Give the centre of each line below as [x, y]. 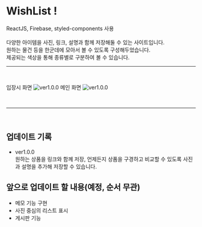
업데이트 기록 [29, 137]
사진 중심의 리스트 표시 [41, 210]
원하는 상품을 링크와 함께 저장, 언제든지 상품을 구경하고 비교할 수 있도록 [98, 159]
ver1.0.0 [25, 152]
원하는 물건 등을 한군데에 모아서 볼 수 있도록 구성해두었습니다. [78, 50]
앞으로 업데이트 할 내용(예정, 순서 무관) [73, 187]
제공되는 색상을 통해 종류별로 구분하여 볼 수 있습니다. [68, 57]
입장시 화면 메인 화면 [44, 87]
